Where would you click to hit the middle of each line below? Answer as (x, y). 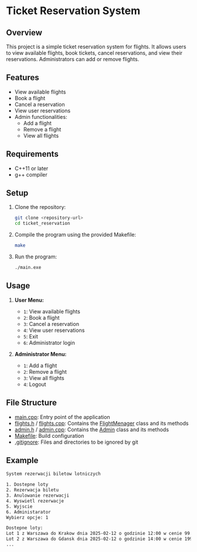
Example (22, 460)
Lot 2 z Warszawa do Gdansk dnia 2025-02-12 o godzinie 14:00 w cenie (94, 539)
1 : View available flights (52, 311)
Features (23, 78)
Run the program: (36, 257)
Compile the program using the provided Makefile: (75, 235)
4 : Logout (35, 384)
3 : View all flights (44, 378)
